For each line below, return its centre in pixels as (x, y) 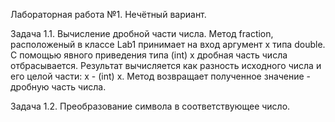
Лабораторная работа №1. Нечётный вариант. (108, 14)
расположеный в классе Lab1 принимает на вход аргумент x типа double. (168, 44)
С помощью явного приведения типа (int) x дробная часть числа (149, 55)
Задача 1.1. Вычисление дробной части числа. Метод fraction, (142, 33)
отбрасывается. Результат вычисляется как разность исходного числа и (166, 65)
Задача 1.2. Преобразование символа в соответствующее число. (150, 106)
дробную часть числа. (58, 87)
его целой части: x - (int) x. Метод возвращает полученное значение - (161, 76)
